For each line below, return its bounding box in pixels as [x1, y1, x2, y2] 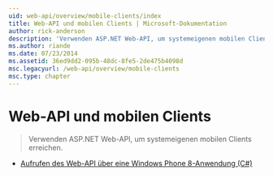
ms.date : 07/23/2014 [8, 49, 79, 58]
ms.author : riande [8, 42, 71, 50]
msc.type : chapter [8, 72, 71, 80]
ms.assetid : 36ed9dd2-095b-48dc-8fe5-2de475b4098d [8, 58, 184, 66]
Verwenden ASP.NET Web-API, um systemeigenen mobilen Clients [28, 134, 252, 144]
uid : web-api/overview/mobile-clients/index [8, 11, 162, 20]
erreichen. [28, 143, 63, 152]
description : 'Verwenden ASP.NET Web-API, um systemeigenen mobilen [8, 34, 245, 43]
